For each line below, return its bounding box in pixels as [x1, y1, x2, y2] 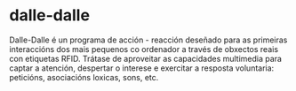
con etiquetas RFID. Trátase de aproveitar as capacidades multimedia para [9, 53, 283, 64]
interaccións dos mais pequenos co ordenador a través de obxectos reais [9, 43, 278, 54]
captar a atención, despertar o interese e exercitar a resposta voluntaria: [9, 63, 275, 73]
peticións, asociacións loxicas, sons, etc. [9, 72, 159, 82]
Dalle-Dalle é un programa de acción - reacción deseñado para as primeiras [9, 34, 288, 45]
